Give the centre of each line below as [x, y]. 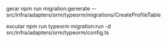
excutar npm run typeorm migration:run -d [59, 26]
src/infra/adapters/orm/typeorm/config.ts [58, 33]
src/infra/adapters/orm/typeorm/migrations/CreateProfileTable [83, 15]
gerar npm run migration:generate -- [51, 9]
